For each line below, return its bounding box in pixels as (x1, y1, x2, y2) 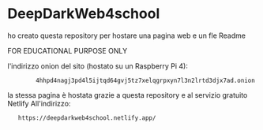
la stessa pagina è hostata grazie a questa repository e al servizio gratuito (7, 90, 248, 99)
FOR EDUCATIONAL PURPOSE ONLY (7, 46, 128, 55)
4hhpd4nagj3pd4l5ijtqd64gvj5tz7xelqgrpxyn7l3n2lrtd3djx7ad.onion (36, 76, 256, 84)
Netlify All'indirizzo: (7, 98, 71, 108)
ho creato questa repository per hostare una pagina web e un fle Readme (7, 31, 246, 40)
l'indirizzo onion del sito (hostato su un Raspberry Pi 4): (7, 61, 189, 71)
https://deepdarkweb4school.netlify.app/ (17, 113, 156, 122)
